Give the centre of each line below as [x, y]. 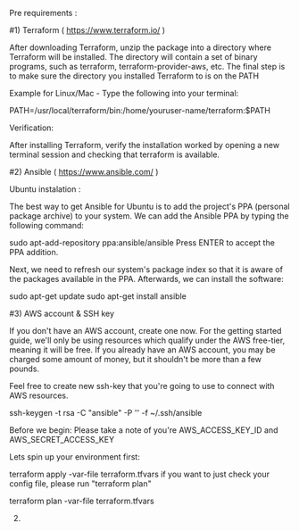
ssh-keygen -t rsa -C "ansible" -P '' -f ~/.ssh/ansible [106, 413]
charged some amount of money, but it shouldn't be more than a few [135, 359]
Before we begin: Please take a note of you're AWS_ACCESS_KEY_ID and [144, 430]
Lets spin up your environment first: [75, 457]
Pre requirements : [43, 13]
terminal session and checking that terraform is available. [115, 154]
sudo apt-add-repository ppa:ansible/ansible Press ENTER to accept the [142, 243]
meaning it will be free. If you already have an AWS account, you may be [142, 350]
